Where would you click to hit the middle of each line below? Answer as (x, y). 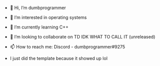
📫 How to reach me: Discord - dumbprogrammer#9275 (67, 47)
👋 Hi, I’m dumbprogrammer (38, 8)
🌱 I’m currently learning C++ (39, 27)
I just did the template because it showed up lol (59, 58)
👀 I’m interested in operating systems (48, 17)
